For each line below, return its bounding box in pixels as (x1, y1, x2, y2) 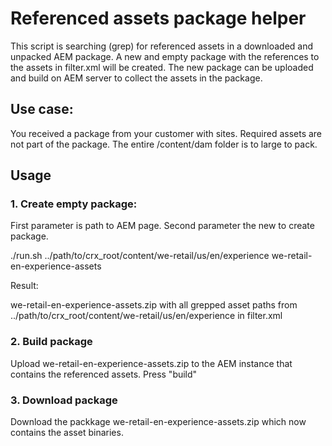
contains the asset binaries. (10, 427, 124, 439)
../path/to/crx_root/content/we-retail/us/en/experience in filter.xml (10, 310, 283, 322)
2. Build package (10, 335, 93, 349)
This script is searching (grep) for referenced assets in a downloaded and (10, 40, 314, 52)
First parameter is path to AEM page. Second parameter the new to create (10, 220, 315, 232)
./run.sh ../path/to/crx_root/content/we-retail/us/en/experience (10, 250, 270, 262)
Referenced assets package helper (10, 7, 307, 30)
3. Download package (10, 393, 118, 407)
